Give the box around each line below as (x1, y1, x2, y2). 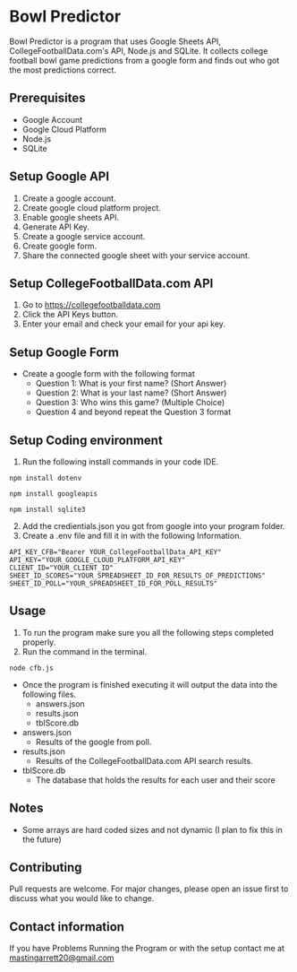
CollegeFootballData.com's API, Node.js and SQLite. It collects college (9, 45, 268, 56)
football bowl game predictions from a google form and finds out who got (9, 55, 280, 65)
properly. (21, 637, 56, 647)
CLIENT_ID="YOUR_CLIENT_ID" (9, 563, 115, 572)
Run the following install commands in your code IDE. (21, 456, 219, 467)
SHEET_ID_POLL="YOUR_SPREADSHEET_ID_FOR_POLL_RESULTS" (9, 579, 218, 588)
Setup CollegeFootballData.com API (9, 275, 214, 291)
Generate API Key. (21, 221, 89, 232)
